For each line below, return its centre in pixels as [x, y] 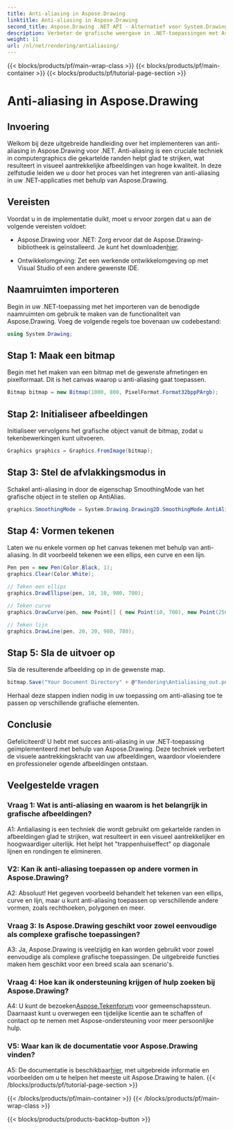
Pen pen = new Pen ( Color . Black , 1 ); [60, 568]
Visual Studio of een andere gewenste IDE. [78, 267]
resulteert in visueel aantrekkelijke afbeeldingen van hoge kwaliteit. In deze [114, 165]
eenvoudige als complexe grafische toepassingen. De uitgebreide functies [113, 957]
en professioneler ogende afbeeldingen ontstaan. [78, 763]
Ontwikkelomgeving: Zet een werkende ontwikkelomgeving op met [113, 260]
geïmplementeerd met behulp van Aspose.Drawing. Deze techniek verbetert [116, 749]
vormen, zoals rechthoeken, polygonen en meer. [76, 908]
